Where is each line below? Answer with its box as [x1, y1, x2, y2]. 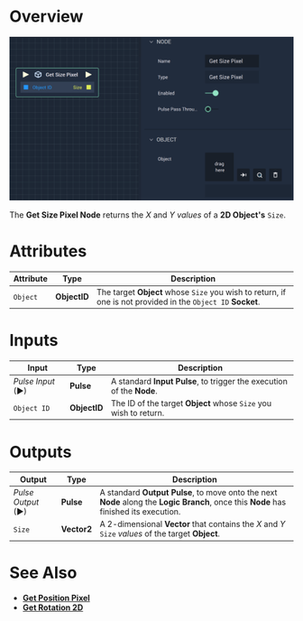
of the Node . [111, 385, 158, 396]
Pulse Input [13, 375, 56, 386]
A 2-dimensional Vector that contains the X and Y [99, 519, 286, 530]
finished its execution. [99, 506, 181, 517]
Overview [9, 6, 84, 27]
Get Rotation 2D [22, 602, 84, 613]
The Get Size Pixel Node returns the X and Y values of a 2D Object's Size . [9, 209, 287, 220]
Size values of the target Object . [99, 528, 221, 539]
